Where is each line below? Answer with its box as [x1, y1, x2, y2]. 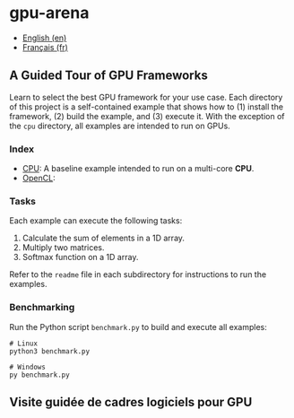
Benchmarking [9, 301, 75, 314]
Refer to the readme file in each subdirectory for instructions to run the [9, 269, 267, 280]
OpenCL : [22, 173, 56, 184]
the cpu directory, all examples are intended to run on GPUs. [9, 120, 230, 131]
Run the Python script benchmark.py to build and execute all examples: [9, 321, 267, 332]
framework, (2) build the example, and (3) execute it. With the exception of [9, 110, 285, 121]
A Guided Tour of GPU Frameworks [9, 68, 208, 83]
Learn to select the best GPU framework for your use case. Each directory [9, 91, 283, 102]
